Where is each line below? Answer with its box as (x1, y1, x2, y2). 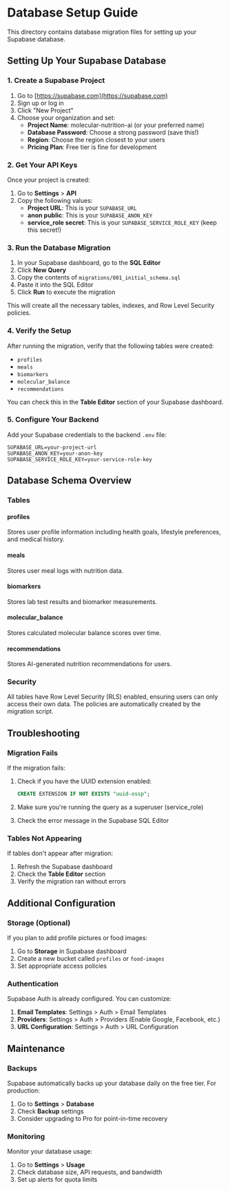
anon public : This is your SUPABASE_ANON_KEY (27, 211, 153, 219)
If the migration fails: (7, 764, 65, 772)
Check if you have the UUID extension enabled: (17, 777, 152, 786)
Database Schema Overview (7, 475, 132, 487)
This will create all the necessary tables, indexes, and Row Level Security (7, 302, 215, 310)
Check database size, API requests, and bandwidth (17, 1168, 163, 1176)
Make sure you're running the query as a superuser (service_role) (17, 803, 204, 811)
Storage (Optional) (7, 918, 71, 928)
